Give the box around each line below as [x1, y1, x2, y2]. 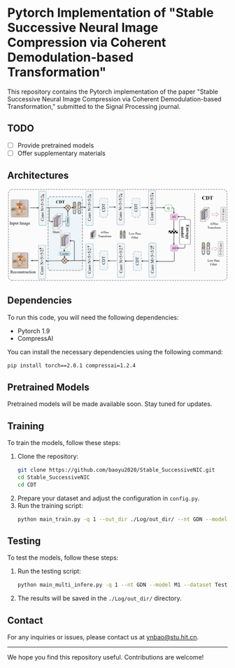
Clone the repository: [17, 452, 79, 460]
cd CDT [17, 481, 37, 488]
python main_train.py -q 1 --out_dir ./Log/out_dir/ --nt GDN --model [17, 516, 228, 523]
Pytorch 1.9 [17, 326, 50, 335]
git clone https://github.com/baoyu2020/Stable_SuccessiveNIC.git [17, 467, 215, 474]
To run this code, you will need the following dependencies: [7, 313, 179, 321]
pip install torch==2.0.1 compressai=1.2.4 [7, 362, 136, 369]
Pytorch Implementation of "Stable [7, 5, 214, 21]
